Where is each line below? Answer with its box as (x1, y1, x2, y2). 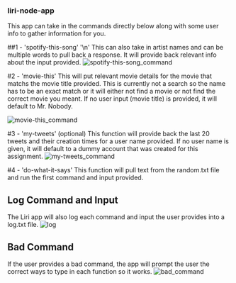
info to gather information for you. (7, 29, 106, 38)
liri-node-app (7, 6, 55, 16)
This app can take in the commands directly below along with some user (7, 22, 219, 30)
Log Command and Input (7, 194, 118, 206)
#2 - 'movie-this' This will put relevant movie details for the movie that (7, 72, 213, 80)
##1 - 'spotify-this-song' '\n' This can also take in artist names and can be (7, 43, 224, 52)
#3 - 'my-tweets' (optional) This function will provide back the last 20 (7, 130, 210, 138)
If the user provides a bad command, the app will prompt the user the (7, 260, 210, 268)
